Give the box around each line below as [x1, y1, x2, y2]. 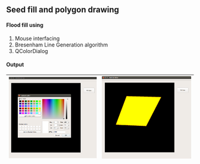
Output [6, 61, 24, 68]
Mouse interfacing [14, 35, 60, 42]
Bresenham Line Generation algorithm [14, 41, 108, 48]
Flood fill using [6, 21, 43, 29]
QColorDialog [14, 47, 49, 54]
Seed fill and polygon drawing [6, 5, 120, 15]
